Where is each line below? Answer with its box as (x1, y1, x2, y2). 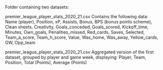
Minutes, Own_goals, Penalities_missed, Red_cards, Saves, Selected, (5, 29, 145, 35)
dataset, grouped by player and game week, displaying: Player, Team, (5, 54, 146, 60)
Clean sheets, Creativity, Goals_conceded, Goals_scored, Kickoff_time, (5, 24, 149, 30)
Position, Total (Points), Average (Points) (5, 60, 87, 65)
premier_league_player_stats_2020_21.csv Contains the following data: (5, 14, 149, 19)
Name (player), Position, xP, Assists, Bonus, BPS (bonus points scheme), (5, 19, 153, 24)
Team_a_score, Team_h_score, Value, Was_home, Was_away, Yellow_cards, (5, 34, 159, 40)
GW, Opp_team (5, 40, 35, 46)
